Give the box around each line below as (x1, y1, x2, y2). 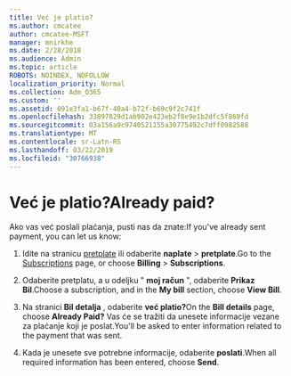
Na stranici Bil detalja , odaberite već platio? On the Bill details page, (21, 302, 275, 313)
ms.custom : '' (9, 95, 62, 105)
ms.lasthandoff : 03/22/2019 (9, 145, 114, 154)
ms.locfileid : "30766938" (9, 153, 105, 163)
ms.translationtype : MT (9, 129, 98, 138)
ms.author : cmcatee (9, 21, 82, 30)
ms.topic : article (9, 63, 77, 72)
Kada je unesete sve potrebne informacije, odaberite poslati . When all (21, 347, 278, 358)
